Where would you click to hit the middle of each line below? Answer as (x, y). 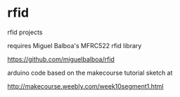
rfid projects (25, 32)
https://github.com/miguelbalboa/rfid (61, 59)
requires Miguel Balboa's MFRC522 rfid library (75, 45)
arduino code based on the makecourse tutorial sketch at (90, 73)
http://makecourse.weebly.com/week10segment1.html (85, 86)
